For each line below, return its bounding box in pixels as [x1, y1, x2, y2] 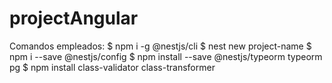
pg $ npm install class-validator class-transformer [9, 61, 216, 73]
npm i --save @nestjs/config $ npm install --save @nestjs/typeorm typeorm [9, 50, 323, 62]
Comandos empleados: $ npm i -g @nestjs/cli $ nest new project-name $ [9, 40, 312, 52]
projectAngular [9, 7, 139, 30]
